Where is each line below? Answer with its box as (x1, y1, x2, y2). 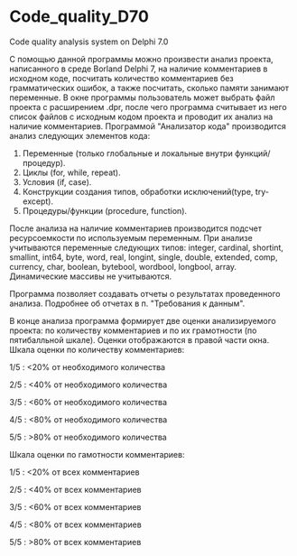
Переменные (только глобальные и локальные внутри (22, 147, 233, 159)
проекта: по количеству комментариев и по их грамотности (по (9, 325, 257, 336)
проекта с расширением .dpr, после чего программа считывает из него (9, 101, 287, 112)
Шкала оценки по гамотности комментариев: (9, 449, 185, 459)
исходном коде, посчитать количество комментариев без (9, 72, 235, 83)
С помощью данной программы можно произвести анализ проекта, (9, 53, 274, 64)
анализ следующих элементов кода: (9, 130, 151, 141)
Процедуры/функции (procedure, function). (22, 205, 188, 216)
